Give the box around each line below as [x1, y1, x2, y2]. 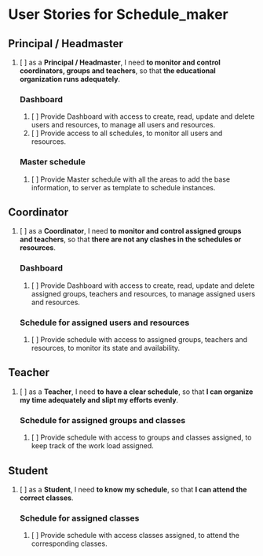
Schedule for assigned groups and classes [19, 414, 186, 425]
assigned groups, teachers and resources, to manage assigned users [31, 289, 256, 298]
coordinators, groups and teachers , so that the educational [19, 66, 216, 75]
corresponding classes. [31, 539, 108, 548]
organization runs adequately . [19, 75, 120, 83]
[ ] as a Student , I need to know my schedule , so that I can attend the [19, 484, 247, 494]
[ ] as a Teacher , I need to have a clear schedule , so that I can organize [19, 387, 254, 396]
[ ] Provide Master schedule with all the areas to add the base [31, 175, 230, 184]
